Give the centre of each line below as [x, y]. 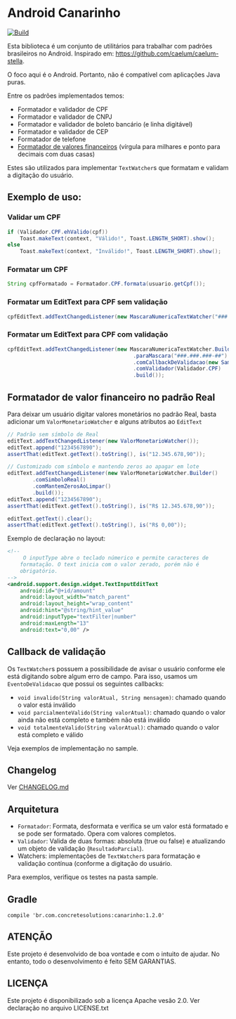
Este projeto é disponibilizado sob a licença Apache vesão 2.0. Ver [104, 1000]
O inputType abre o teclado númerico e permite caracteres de [116, 558]
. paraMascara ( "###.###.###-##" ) [181, 356]
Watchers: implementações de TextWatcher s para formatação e [109, 856]
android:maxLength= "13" [55, 623]
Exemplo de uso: [45, 197]
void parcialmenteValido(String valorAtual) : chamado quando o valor [122, 712]
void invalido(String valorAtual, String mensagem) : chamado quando [122, 697]
